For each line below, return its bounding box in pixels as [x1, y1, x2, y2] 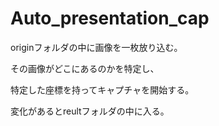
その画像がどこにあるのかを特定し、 [10, 62, 160, 74]
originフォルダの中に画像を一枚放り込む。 [10, 41, 183, 53]
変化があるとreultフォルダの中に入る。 [10, 105, 170, 117]
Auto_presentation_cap [10, 7, 210, 30]
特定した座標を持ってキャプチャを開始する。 [10, 83, 195, 96]
